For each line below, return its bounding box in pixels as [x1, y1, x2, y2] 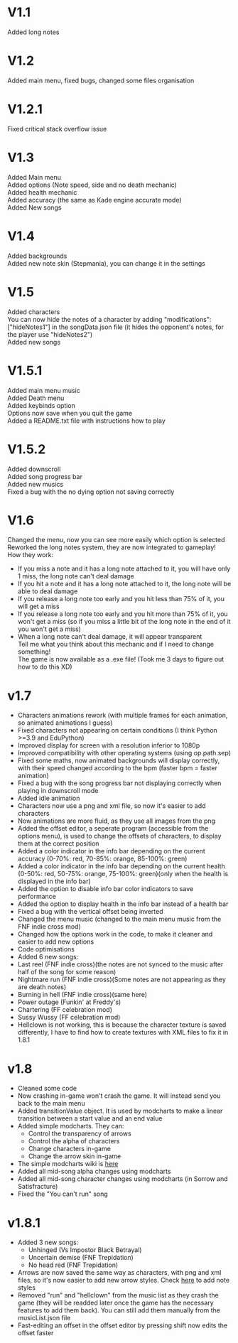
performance [17, 892, 57, 901]
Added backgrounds [7, 252, 67, 260]
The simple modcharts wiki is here [17, 1160, 119, 1168]
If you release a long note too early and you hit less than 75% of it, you [17, 595, 225, 603]
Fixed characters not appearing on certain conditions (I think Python [17, 726, 218, 735]
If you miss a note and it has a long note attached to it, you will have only [17, 564, 231, 573]
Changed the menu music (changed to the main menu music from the [17, 915, 222, 924]
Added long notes [7, 28, 60, 36]
